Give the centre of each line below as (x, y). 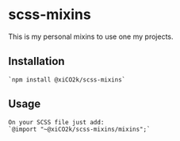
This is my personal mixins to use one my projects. (91, 36)
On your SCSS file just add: (56, 122)
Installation (36, 61)
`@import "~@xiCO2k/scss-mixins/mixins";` (79, 129)
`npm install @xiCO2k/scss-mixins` (67, 80)
